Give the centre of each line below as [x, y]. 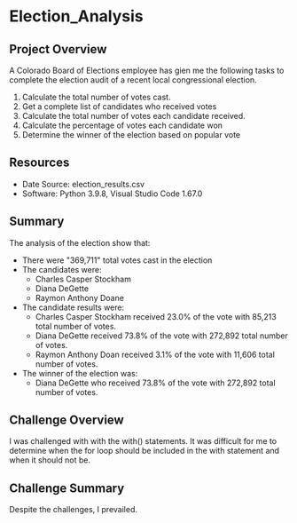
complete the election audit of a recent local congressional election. [133, 80]
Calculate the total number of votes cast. [96, 97]
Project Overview [58, 49]
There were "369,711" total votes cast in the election [117, 260]
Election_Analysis [76, 16]
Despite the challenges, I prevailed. [73, 510]
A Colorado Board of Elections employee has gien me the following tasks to [147, 70]
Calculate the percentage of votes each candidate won [122, 125]
